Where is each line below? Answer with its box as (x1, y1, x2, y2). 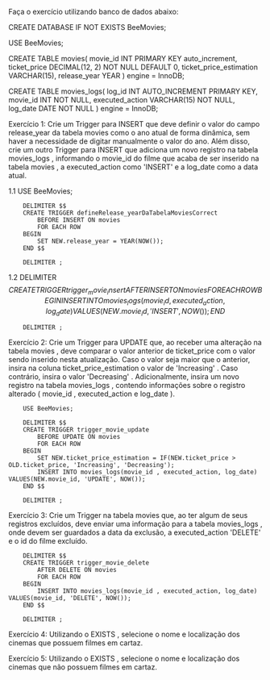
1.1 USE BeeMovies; (8, 186, 73, 196)
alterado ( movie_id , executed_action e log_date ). (8, 389, 176, 398)
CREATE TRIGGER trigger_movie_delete (23, 559, 150, 567)
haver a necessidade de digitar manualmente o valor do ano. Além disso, (8, 136, 251, 146)
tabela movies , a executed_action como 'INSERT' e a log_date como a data (8, 162, 259, 172)
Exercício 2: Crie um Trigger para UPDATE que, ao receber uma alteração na (8, 338, 262, 348)
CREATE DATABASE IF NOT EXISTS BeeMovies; (8, 23, 167, 31)
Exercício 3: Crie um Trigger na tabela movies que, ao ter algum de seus (8, 511, 248, 520)
